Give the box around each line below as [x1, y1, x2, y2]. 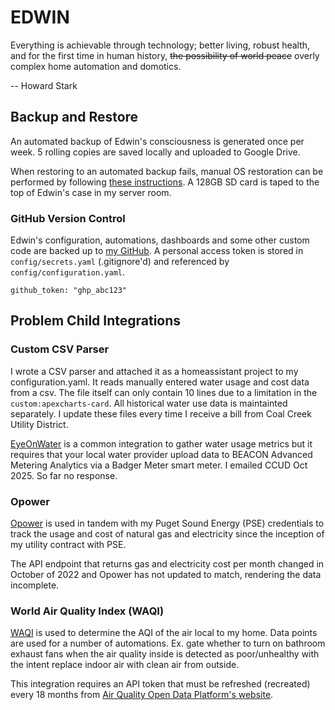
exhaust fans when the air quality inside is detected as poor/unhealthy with [10, 648, 320, 660]
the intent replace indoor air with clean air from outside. [10, 659, 240, 671]
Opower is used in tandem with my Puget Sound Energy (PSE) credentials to [10, 517, 325, 530]
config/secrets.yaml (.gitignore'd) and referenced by [10, 256, 230, 268]
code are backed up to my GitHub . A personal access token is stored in [10, 245, 304, 257]
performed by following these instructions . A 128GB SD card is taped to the [10, 176, 320, 188]
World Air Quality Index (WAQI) [10, 604, 165, 618]
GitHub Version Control [10, 211, 126, 225]
